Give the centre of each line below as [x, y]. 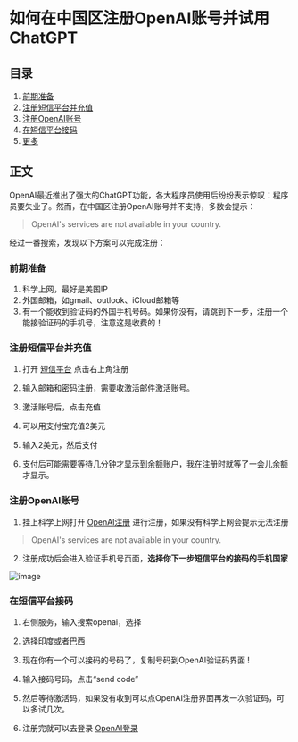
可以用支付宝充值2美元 [64, 426]
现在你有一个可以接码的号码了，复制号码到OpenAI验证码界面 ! [136, 660]
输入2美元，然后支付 [60, 445]
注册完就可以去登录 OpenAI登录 [80, 728]
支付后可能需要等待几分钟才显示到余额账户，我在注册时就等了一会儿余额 [155, 464]
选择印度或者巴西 [54, 641]
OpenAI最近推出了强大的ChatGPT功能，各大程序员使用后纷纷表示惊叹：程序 [149, 195]
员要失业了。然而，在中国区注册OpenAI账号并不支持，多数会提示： [132, 206]
